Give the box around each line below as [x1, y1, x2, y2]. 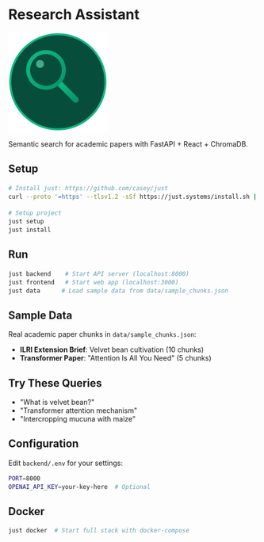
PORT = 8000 [8, 474, 41, 483]
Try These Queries [8, 376, 102, 390]
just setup [8, 218, 44, 226]
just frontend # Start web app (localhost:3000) [8, 278, 179, 286]
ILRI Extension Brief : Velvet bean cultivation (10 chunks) [19, 345, 205, 354]
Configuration [8, 437, 79, 451]
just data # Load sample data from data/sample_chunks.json [8, 287, 228, 295]
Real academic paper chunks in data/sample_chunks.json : [8, 330, 197, 339]
